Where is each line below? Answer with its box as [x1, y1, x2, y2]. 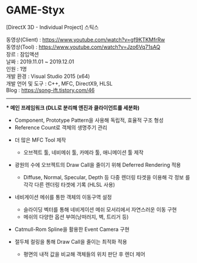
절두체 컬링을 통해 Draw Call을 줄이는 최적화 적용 [14, 238, 127, 245]
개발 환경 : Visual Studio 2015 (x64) [6, 73, 90, 80]
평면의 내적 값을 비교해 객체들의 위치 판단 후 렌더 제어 [23, 250, 145, 258]
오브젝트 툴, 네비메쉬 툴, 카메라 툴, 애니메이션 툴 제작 [23, 149, 144, 156]
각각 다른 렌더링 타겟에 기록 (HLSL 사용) [23, 181, 116, 188]
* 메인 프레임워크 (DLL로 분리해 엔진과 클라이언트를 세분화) [6, 104, 140, 111]
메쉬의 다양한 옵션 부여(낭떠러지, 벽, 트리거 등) [23, 213, 129, 220]
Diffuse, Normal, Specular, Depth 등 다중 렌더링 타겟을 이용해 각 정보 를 [23, 173, 191, 180]
